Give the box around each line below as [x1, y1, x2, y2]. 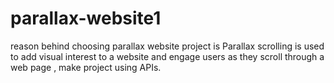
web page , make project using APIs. [10, 61, 162, 73]
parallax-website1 [10, 7, 162, 30]
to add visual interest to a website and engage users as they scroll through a [10, 50, 325, 62]
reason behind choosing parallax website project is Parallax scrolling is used [10, 40, 325, 52]
